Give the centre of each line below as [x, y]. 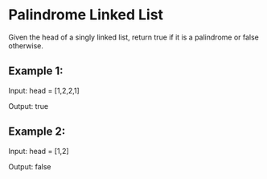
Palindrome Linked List [86, 15]
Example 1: [36, 71]
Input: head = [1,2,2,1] [44, 90]
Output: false [30, 166]
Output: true [29, 106]
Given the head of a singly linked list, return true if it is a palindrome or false [134, 37]
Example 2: [37, 132]
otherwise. [26, 45]
